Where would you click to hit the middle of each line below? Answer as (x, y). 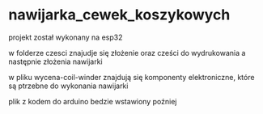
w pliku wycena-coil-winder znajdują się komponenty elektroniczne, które (131, 77)
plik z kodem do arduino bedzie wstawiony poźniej (93, 101)
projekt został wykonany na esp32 (66, 37)
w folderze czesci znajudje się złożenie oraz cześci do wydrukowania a (127, 53)
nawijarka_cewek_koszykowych (119, 15)
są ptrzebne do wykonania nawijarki (68, 86)
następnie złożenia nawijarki (55, 61)
